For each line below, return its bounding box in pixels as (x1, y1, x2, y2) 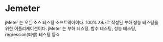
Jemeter (5, 3, 40, 14)
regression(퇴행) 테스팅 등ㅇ (5, 31, 60, 37)
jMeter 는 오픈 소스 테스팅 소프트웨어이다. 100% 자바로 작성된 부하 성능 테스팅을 (5, 19, 159, 25)
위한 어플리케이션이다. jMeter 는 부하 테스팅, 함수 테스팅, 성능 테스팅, (5, 25, 137, 31)
